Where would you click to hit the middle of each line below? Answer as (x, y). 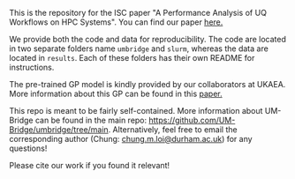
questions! (28, 148)
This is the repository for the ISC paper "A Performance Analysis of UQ (138, 13)
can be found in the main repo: (91, 120)
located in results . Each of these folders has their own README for (132, 58)
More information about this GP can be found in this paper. (116, 93)
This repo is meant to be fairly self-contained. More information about (136, 111)
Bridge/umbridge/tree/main (59, 130)
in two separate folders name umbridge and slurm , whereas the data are (139, 48)
